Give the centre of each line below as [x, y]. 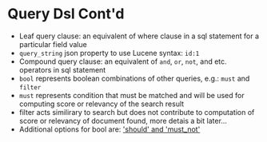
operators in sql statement [62, 69]
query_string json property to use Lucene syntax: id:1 [109, 53]
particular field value [53, 44]
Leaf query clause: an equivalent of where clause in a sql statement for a [139, 36]
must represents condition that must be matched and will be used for [132, 95]
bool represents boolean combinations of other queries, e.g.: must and [134, 78]
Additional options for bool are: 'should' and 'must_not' [110, 129]
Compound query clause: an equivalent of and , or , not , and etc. [123, 61]
